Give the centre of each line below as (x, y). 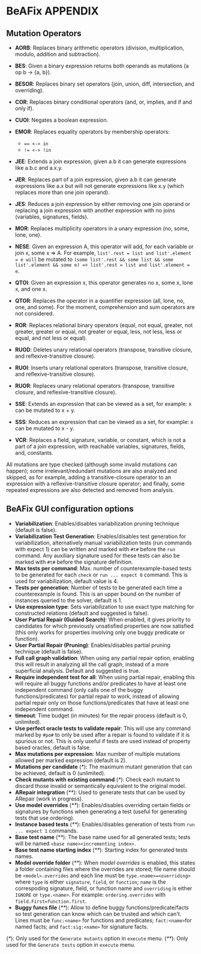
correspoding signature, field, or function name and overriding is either (103, 888)
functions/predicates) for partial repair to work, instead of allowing (97, 696)
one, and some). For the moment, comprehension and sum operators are (105, 307)
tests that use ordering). (45, 818)
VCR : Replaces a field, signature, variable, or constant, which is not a (100, 440)
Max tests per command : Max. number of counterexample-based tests (103, 568)
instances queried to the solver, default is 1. (69, 600)
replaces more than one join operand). (62, 192)
